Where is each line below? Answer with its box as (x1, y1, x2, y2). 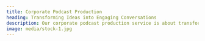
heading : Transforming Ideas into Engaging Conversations (6, 14, 157, 20)
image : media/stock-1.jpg (6, 25, 72, 32)
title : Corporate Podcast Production (6, 8, 103, 15)
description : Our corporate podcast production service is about (6, 20, 176, 26)
